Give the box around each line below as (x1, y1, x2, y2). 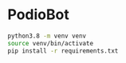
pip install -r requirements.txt (7, 46, 119, 55)
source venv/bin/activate (7, 39, 93, 47)
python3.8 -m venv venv (7, 32, 87, 40)
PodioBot (7, 6, 69, 24)
